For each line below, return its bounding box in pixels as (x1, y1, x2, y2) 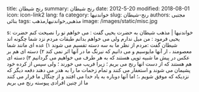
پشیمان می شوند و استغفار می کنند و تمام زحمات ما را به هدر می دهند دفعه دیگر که (7, 67, 191, 73)
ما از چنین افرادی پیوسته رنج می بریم (7, 79, 88, 86)
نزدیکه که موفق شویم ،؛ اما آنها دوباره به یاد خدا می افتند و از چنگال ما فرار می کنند (7, 73, 189, 80)
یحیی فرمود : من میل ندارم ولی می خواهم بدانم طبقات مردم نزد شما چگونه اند (7, 35, 180, 42)
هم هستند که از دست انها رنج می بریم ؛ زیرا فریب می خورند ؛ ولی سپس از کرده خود (7, 60, 192, 67)
